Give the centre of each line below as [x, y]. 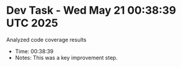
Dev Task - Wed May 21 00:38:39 [91, 10]
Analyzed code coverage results [46, 39]
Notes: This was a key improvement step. [66, 57]
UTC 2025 [32, 23]
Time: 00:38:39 [34, 51]
